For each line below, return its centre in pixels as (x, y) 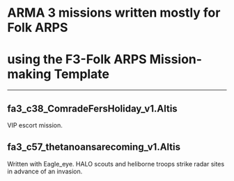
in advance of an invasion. (45, 171)
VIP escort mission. (35, 125)
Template (82, 74)
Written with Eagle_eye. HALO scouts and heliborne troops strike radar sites (116, 164)
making (29, 74)
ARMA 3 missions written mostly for (114, 13)
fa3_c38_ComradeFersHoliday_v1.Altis (92, 108)
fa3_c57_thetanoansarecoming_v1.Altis (94, 147)
